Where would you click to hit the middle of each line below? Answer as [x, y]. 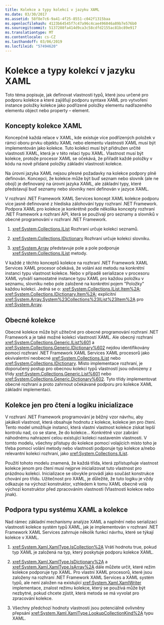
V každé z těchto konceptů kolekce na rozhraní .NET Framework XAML [77, 263]
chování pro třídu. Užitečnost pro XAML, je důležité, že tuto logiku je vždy [79, 479]
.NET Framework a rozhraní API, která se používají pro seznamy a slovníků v [82, 214]
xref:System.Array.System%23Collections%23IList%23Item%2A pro [74, 299]
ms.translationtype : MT [29, 32]
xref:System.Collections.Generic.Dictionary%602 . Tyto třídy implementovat [81, 379]
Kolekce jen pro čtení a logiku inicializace [69, 405]
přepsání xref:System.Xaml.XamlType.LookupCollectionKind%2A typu [83, 613]
